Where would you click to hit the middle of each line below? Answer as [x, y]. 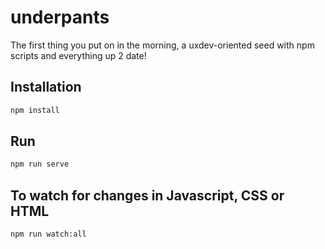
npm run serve [40, 164]
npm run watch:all [48, 234]
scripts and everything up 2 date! [78, 55]
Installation [46, 87]
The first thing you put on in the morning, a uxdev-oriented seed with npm [162, 45]
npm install [35, 110]
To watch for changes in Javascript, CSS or [147, 195]
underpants [60, 17]
